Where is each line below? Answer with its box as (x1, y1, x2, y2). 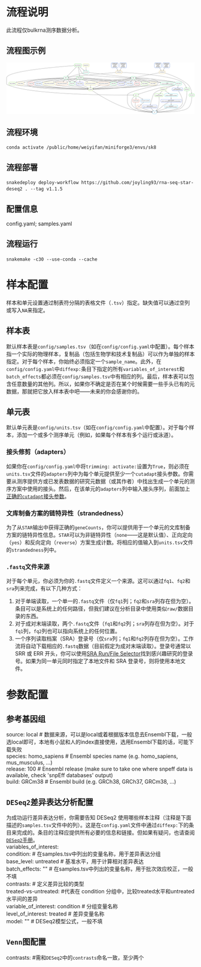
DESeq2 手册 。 (6, 836, 38, 844)
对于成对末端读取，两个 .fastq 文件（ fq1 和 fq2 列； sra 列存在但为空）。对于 (14, 620, 194, 627)
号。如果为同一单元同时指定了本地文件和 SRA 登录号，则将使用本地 (14, 657, 181, 665)
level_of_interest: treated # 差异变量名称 (6, 910, 105, 917)
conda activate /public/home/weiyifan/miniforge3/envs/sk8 (6, 144, 157, 150)
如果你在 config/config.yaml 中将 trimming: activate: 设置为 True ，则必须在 (6, 463, 190, 470)
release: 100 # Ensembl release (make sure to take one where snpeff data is (6, 765, 193, 773)
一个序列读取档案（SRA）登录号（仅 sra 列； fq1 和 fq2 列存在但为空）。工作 (14, 635, 194, 642)
